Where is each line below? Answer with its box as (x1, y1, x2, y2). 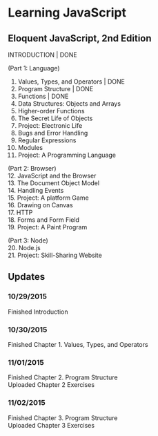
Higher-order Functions (17, 107, 85, 115)
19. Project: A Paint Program (8, 223, 88, 231)
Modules (17, 144, 43, 151)
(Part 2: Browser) (8, 164, 57, 172)
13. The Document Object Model (8, 179, 99, 187)
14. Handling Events (8, 187, 64, 194)
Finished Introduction (8, 307, 68, 316)
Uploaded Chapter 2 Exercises (8, 381, 95, 389)
